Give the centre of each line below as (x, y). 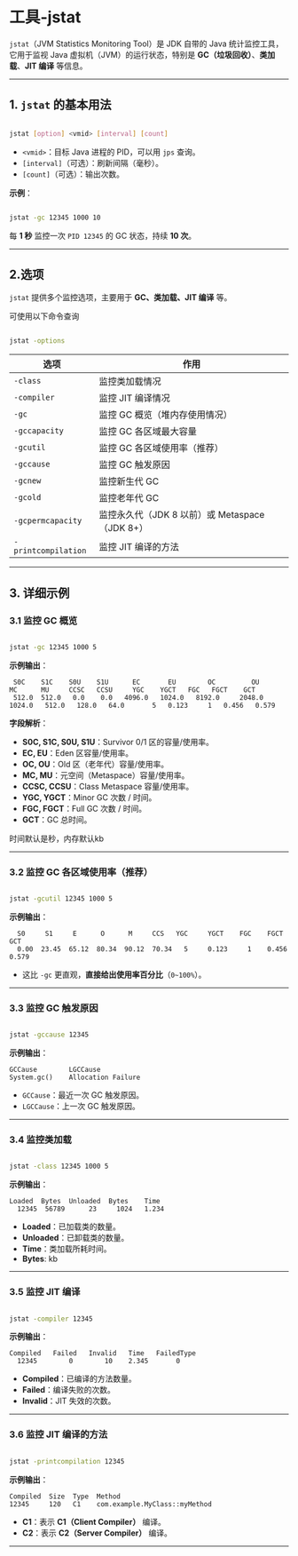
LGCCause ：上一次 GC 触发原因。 (81, 1107)
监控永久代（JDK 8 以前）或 (157, 515)
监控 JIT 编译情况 (135, 398)
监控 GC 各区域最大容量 (148, 432)
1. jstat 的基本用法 (61, 105)
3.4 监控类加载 (41, 1139)
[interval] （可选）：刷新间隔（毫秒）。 (93, 163)
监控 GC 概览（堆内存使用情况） (165, 415)
